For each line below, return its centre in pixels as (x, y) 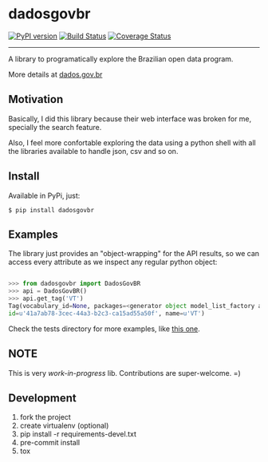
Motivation (36, 99)
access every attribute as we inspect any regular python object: (113, 262)
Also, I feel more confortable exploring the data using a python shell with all (132, 142)
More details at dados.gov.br (55, 74)
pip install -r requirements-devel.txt (78, 434)
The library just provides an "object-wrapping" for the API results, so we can (134, 254)
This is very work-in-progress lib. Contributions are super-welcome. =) (124, 373)
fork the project (45, 417)
